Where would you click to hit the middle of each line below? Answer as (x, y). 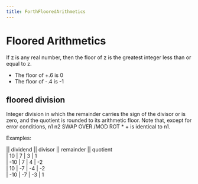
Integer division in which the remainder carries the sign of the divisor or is (96, 114)
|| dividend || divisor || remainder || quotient (59, 150)
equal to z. (19, 63)
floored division (36, 100)
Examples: (19, 138)
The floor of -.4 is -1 (39, 81)
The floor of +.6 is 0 (39, 75)
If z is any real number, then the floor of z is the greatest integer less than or (99, 57)
